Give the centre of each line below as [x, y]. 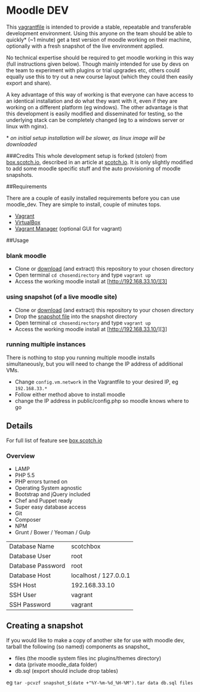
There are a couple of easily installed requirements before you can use [93, 198]
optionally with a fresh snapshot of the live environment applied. [85, 46]
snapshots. [20, 174]
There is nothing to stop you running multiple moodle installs [81, 357]
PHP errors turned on [41, 481]
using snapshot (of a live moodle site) [62, 297]
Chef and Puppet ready [44, 500]
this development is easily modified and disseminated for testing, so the [95, 114]
